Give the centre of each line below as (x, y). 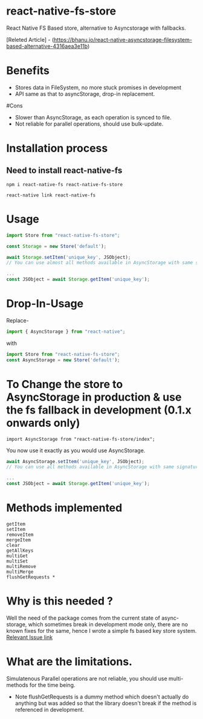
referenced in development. (50, 709)
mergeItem (19, 540)
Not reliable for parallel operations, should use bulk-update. (89, 124)
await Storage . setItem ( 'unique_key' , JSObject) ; (69, 257)
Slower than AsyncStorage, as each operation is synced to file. (93, 117)
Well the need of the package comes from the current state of (83, 618)
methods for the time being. (41, 685)
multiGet (17, 556)
